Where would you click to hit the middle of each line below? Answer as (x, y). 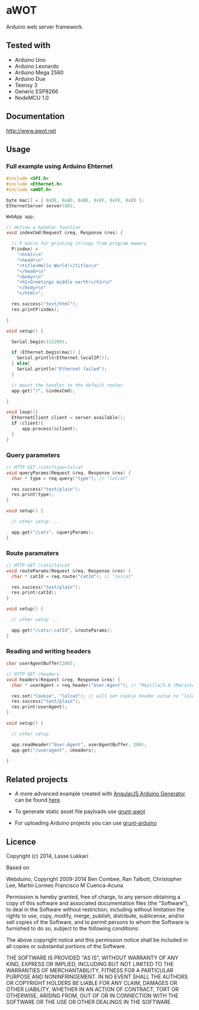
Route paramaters (33, 553)
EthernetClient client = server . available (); (69, 418)
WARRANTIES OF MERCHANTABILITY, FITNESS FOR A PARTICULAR (90, 970)
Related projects (37, 779)
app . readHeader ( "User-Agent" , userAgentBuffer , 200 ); (79, 744)
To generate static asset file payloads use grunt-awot (80, 812)
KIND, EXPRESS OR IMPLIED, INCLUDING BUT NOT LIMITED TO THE (90, 964)
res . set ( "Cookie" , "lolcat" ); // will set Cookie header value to (95, 696)
